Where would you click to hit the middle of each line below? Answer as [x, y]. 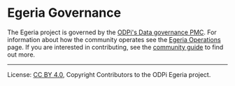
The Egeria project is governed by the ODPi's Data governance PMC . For [112, 32]
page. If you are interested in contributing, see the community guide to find [115, 47]
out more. [21, 55]
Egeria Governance [64, 13]
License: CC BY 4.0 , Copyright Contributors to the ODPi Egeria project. [109, 74]
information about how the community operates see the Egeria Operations [114, 39]
